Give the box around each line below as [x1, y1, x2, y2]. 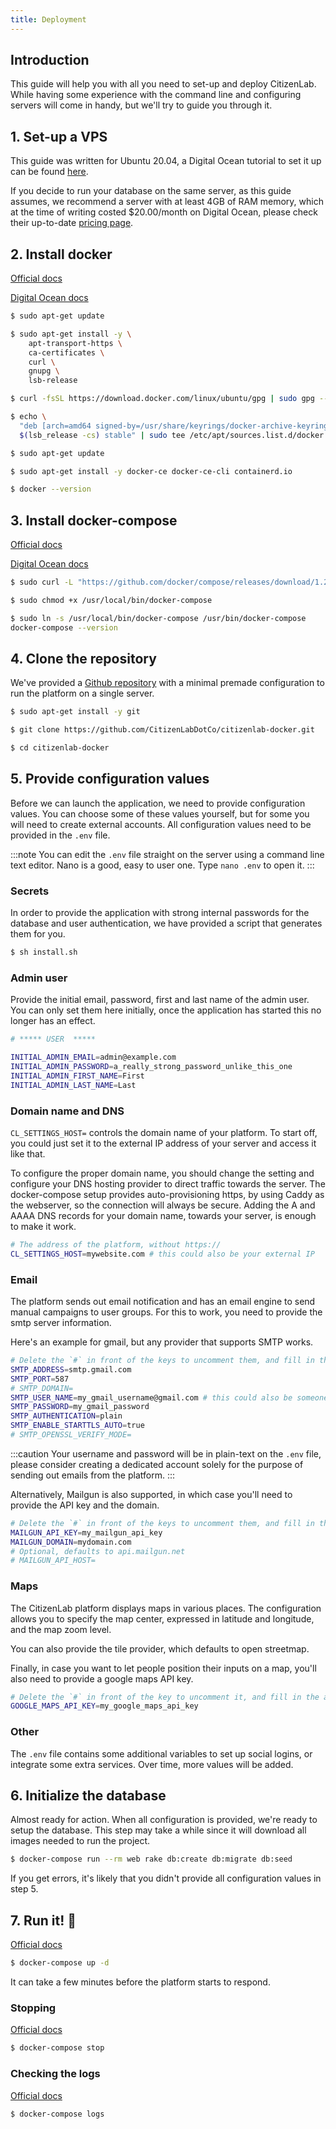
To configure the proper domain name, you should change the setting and [10, 1167, 315, 1180]
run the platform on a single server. [10, 687, 155, 700]
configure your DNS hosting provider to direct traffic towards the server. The [10, 1178, 326, 1190]
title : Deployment [10, 14, 87, 25]
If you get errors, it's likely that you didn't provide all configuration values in [10, 1872, 322, 1885]
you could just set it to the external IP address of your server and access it [10, 1137, 317, 1150]
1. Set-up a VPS [10, 128, 108, 145]
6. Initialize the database [10, 1787, 167, 1805]
